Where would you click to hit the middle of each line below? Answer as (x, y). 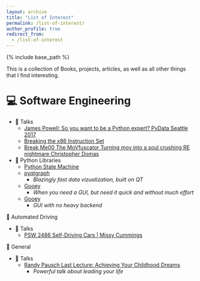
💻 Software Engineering (69, 101)
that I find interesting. (33, 75)
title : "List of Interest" (40, 18)
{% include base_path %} (38, 57)
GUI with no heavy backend (67, 205)
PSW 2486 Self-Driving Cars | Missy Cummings (83, 235)
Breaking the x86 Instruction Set (64, 141)
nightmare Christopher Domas (61, 153)
